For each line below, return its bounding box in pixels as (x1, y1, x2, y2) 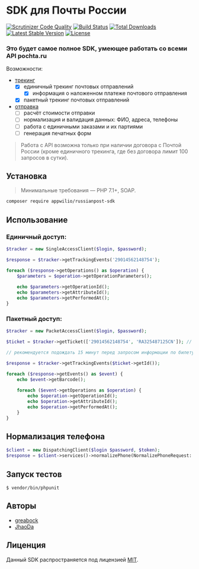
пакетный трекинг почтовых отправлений (23, 96, 130, 104)
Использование (6, 215, 68, 225)
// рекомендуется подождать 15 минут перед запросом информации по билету (6, 349, 195, 355)
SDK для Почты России (6, 4, 127, 17)
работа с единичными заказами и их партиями (23, 123, 143, 130)
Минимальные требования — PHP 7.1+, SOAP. (20, 187, 136, 194)
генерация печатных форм (23, 129, 92, 136)
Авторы (6, 501, 37, 511)
